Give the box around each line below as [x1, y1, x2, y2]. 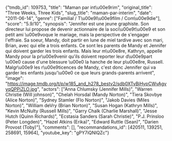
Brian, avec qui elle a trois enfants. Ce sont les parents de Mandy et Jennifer [5, 43, 166, 48]
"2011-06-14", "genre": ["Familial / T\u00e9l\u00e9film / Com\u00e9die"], [5, 15, 161, 21]
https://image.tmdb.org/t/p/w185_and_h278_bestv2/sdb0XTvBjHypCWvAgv [7, 80, 167, 87]
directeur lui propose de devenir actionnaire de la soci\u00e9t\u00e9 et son [5, 26, 165, 32]
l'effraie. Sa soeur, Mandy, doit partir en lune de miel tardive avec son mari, [5, 37, 164, 43]
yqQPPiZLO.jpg [5, 86, 37, 92]
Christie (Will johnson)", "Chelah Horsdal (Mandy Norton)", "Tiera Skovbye [5, 92, 162, 97]
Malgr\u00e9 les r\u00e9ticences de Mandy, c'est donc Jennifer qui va [5, 64, 156, 70]
